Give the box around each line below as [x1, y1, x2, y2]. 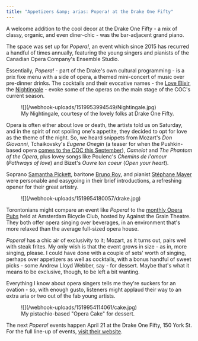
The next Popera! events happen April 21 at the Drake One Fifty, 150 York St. [6, 321, 193, 329]
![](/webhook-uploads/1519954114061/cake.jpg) [21, 304, 138, 311]
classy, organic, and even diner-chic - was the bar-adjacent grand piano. [6, 31, 184, 39]
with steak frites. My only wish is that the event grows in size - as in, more [6, 243, 187, 250]
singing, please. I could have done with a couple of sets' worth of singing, [6, 249, 187, 256]
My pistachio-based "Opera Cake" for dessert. [21, 310, 135, 317]
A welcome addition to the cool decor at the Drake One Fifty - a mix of [6, 25, 178, 32]
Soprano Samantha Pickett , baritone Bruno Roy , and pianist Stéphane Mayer [6, 170, 192, 178]
